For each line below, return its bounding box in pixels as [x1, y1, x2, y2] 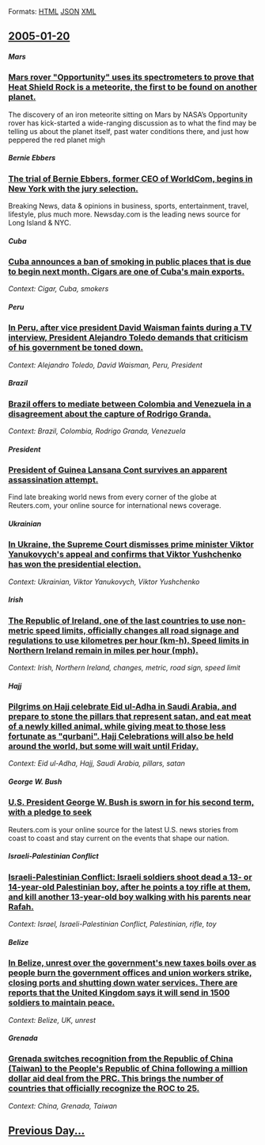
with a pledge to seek [8, 807, 93, 818]
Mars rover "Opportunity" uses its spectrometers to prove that [8, 71, 255, 83]
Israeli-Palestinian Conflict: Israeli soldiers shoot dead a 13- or [8, 871, 252, 882]
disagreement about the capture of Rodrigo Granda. [8, 408, 211, 419]
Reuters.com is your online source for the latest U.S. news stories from [8, 824, 239, 834]
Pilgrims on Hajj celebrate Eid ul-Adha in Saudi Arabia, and [8, 701, 237, 713]
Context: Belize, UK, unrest [8, 1015, 97, 1024]
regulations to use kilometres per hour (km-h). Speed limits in [8, 635, 249, 646]
